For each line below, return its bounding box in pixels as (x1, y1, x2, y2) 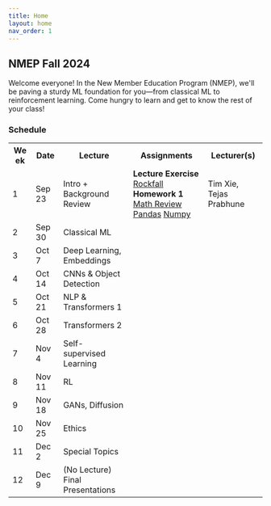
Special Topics (63, 446, 119, 458)
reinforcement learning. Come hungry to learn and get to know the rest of (8, 95, 252, 105)
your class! (8, 104, 45, 114)
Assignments (140, 150, 193, 162)
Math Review (132, 199, 182, 210)
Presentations (63, 484, 116, 495)
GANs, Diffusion (63, 399, 123, 411)
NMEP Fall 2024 (8, 57, 90, 70)
